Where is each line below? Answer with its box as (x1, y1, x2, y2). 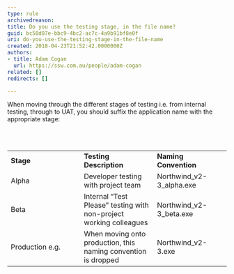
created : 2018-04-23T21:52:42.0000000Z (7, 43, 123, 50)
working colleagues (84, 218, 148, 227)
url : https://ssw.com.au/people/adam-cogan (13, 62, 141, 69)
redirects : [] (7, 75, 49, 82)
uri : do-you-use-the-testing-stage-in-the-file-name (7, 36, 164, 43)
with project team (84, 181, 141, 190)
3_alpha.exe (157, 181, 196, 190)
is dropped (84, 255, 120, 265)
